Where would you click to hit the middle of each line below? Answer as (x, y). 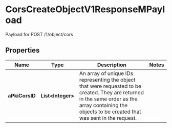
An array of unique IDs (106, 73)
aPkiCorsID (22, 95)
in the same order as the (108, 99)
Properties (23, 50)
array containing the (103, 105)
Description (112, 65)
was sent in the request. (108, 118)
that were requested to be (110, 86)
